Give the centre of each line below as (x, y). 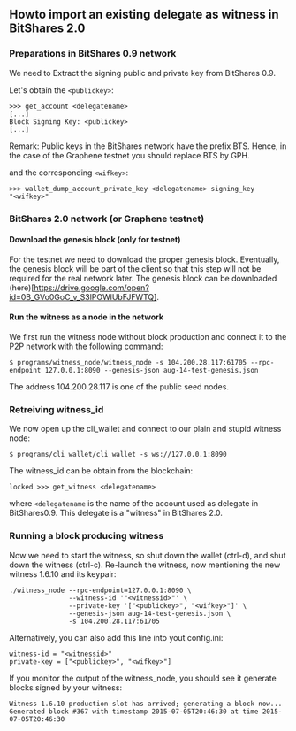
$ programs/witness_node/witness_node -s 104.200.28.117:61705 (128, 363)
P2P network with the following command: (86, 346)
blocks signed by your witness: (65, 687)
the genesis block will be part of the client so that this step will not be (135, 268)
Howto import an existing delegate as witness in (144, 15)
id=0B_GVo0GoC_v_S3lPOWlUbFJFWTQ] (83, 296)
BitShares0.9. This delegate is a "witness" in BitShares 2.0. (116, 513)
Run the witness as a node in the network (87, 317)
